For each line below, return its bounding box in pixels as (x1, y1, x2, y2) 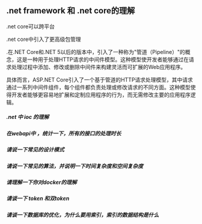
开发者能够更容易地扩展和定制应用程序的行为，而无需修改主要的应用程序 (11, 91, 191, 98)
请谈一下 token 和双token (6, 195, 70, 202)
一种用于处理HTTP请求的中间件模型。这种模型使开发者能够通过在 (26, 56, 189, 63)
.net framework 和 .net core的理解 (6, 5, 135, 16)
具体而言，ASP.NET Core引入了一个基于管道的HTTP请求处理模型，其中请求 (6, 76, 194, 83)
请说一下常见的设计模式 (6, 146, 64, 153)
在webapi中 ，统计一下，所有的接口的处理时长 (6, 130, 121, 137)
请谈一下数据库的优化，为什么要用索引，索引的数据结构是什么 (6, 211, 159, 218)
